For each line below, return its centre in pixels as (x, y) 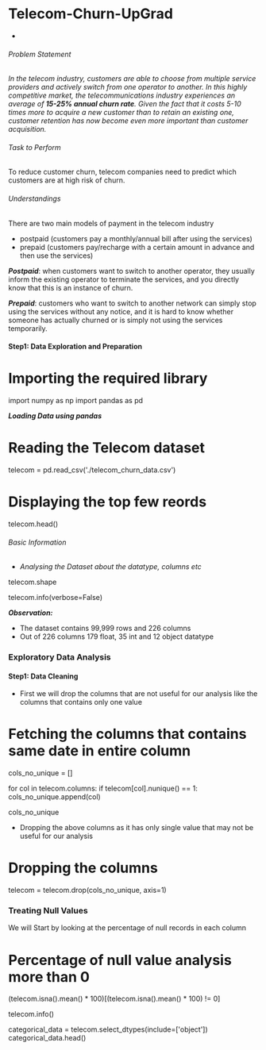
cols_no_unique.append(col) (54, 797)
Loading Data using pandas (55, 416)
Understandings (35, 198)
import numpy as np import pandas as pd (76, 401)
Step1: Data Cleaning (43, 676)
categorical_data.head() (47, 1038)
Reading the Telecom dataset (106, 448)
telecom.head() (33, 524)
